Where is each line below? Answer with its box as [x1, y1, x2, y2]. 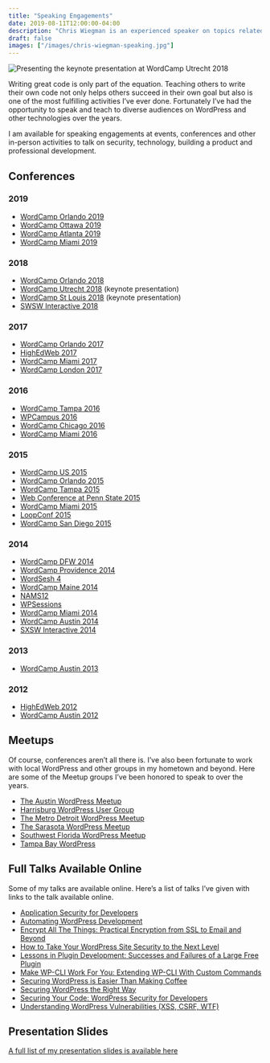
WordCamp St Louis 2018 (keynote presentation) [19, 292, 182, 302]
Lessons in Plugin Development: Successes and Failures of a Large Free [19, 950, 260, 960]
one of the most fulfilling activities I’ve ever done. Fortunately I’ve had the [8, 96, 252, 106]
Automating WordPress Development [19, 916, 143, 926]
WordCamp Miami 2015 [19, 501, 98, 511]
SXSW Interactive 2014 [19, 625, 96, 635]
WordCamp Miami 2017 [19, 357, 98, 366]
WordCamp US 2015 [19, 468, 88, 476]
